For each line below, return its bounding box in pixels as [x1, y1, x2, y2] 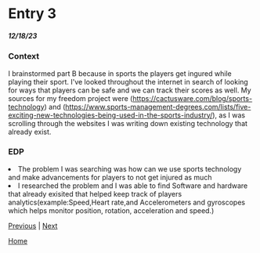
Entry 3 [8, 5, 57, 23]
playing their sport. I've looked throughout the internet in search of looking [8, 77, 248, 86]
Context [8, 51, 40, 62]
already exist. [8, 127, 52, 136]
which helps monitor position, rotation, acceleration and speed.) [8, 205, 215, 215]
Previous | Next [8, 221, 58, 230]
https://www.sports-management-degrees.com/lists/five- [65, 102, 251, 111]
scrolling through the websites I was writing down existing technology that [8, 118, 248, 128]
